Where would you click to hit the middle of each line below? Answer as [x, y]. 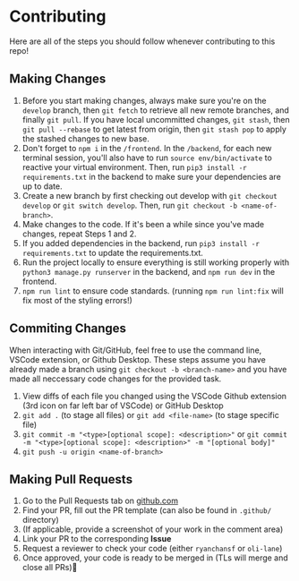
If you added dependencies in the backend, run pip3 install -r [141, 243]
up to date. [42, 186]
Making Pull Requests [71, 479]
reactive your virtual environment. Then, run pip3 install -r [135, 167]
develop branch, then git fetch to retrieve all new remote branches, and [155, 110]
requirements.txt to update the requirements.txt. [113, 252]
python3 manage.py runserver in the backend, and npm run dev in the [149, 271]
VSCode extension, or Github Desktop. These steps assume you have [137, 359]
